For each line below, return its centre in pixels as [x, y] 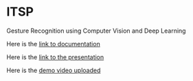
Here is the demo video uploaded [54, 70]
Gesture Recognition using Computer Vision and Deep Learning [96, 31]
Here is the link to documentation [53, 44]
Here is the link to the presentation [55, 57]
